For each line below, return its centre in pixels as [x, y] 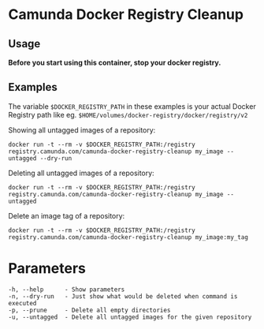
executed [22, 303]
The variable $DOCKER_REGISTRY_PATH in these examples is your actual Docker [132, 106]
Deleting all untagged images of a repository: [82, 173]
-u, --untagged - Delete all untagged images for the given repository [130, 317]
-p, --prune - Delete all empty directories [89, 310]
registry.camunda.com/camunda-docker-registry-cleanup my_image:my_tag [128, 237]
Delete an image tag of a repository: [67, 215]
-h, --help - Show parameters [67, 290]
